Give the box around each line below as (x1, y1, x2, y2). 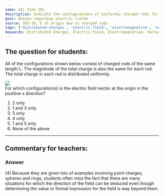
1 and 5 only (12, 120, 37, 126)
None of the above (12, 125, 50, 131)
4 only (12, 115, 25, 121)
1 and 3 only (12, 105, 37, 111)
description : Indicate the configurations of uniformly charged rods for (5, 12, 159, 17)
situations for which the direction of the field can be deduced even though (5, 180, 155, 186)
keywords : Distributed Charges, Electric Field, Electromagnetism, (5, 30, 145, 35)
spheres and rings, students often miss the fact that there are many (5, 175, 141, 181)
